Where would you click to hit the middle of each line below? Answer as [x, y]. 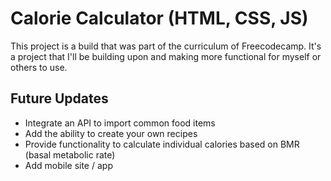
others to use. [39, 67]
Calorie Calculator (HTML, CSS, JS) [159, 18]
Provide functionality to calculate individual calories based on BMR [162, 144]
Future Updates [59, 98]
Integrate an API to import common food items [120, 123]
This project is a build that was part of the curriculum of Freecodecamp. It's [166, 46]
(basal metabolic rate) [70, 154]
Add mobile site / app [68, 165]
